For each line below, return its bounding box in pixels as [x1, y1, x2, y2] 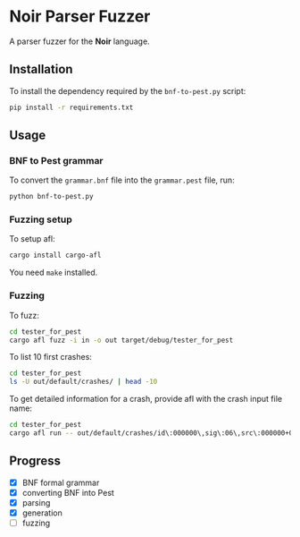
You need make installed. [9, 267, 98, 278]
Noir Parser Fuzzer [9, 6, 151, 27]
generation [21, 507, 62, 518]
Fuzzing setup [9, 213, 73, 226]
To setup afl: [9, 234, 55, 244]
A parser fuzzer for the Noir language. [9, 36, 150, 47]
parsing [21, 497, 51, 507]
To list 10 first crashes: [9, 352, 92, 362]
